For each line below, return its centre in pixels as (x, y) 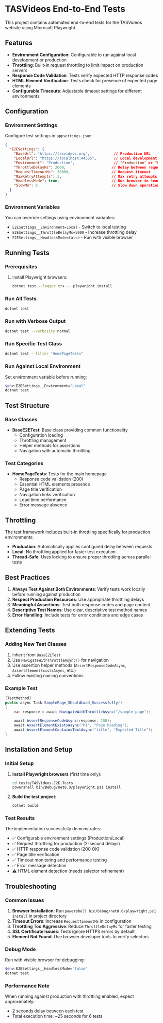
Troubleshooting (31, 886)
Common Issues (25, 900)
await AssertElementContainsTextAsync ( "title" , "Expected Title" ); (83, 730)
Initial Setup (19, 763)
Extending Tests (30, 630)
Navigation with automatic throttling (55, 451)
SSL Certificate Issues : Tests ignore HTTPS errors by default (73, 931)
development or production (39, 60)
